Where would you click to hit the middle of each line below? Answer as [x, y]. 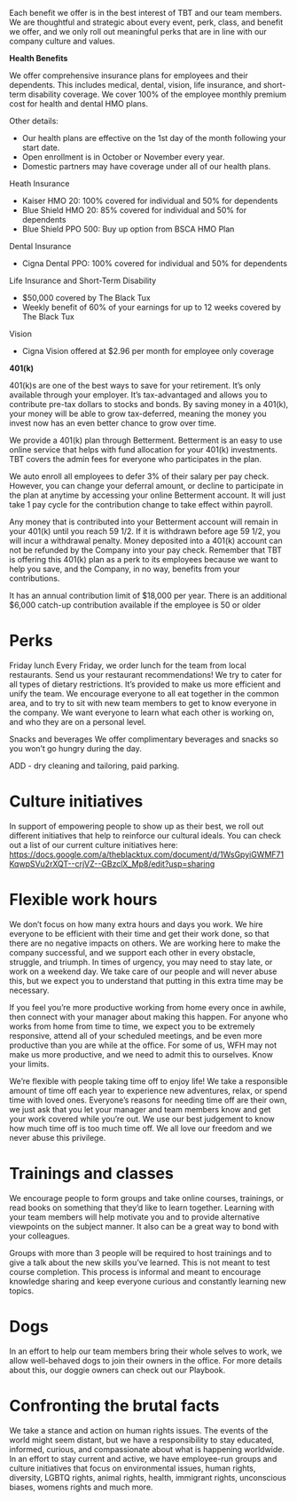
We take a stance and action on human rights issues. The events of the [139, 1430]
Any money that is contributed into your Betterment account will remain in [144, 522]
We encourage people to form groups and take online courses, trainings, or [147, 1198]
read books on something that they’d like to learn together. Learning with [142, 1207]
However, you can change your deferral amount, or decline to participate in [146, 486]
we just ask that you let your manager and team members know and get [140, 1109]
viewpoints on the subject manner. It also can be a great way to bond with [144, 1226]
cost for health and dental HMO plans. [79, 104]
